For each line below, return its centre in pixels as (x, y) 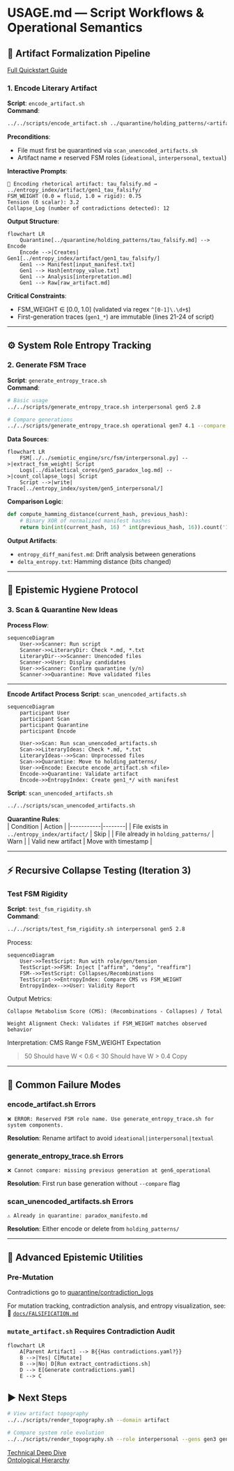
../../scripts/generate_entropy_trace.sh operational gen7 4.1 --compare (117, 426)
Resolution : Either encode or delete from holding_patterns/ (93, 1229)
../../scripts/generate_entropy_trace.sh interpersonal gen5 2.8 (104, 407)
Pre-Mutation (30, 1277)
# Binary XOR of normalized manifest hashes (85, 521)
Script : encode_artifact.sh (46, 103)
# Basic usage (28, 400)
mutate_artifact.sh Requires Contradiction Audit (91, 1331)
